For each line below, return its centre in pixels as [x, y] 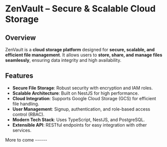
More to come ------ [26, 140]
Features [19, 76]
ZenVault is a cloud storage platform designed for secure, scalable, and [80, 50]
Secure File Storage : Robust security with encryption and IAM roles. [83, 88]
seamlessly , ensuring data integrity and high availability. [63, 60]
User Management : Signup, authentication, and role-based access [81, 109]
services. [22, 130]
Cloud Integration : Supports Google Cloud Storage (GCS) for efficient [84, 98]
